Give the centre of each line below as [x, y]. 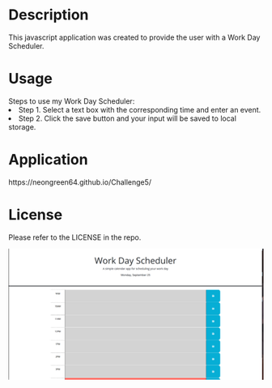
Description [49, 15]
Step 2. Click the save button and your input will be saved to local [128, 118]
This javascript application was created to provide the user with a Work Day [134, 37]
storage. [22, 126]
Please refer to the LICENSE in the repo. [75, 237]
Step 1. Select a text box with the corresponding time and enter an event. [140, 109]
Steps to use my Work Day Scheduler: [72, 101]
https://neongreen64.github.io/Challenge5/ [80, 182]
